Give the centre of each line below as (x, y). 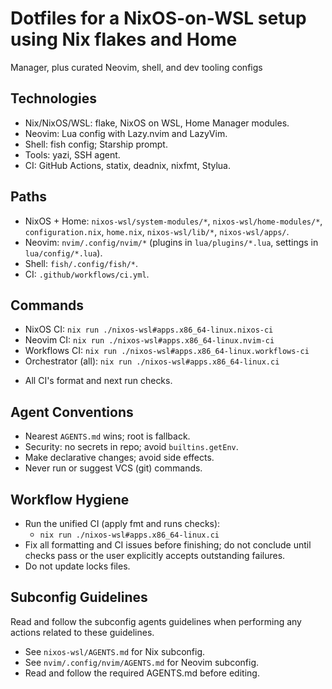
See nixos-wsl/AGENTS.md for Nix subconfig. (115, 651)
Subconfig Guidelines (79, 597)
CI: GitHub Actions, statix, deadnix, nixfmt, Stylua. (127, 165)
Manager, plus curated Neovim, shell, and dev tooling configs (136, 67)
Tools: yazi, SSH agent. (72, 154)
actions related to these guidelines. (82, 632)
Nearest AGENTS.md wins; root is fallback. (107, 436)
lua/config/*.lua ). (63, 253)
